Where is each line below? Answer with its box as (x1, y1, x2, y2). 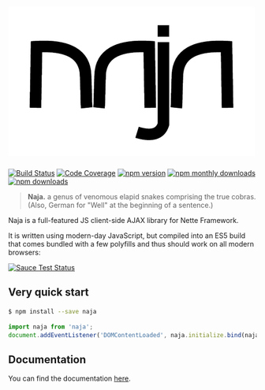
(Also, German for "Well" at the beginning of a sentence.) (27, 200, 214, 210)
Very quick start (8, 286, 89, 299)
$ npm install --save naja (8, 307, 97, 315)
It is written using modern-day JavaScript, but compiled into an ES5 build (8, 231, 246, 240)
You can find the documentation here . (8, 373, 132, 384)
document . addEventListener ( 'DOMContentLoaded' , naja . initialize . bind (8, 331, 242, 339)
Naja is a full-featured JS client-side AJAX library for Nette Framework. (8, 215, 239, 225)
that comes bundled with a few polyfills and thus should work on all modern (8, 239, 255, 248)
